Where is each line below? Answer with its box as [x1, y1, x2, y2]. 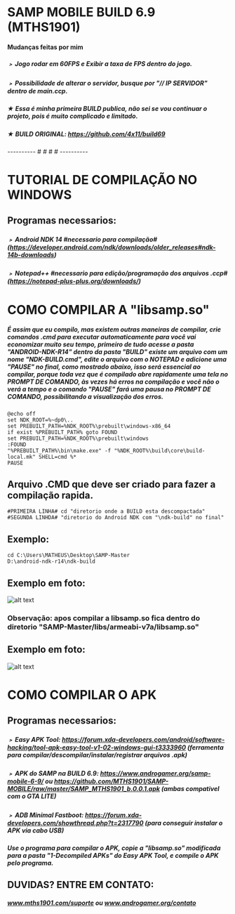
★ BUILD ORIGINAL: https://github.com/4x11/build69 [7, 129, 166, 138]
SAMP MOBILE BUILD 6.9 [7, 4, 156, 20]
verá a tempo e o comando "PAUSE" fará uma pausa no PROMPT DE [7, 385, 212, 393]
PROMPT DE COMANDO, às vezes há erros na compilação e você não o [7, 377, 220, 386]
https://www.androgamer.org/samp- [100, 769, 211, 778]
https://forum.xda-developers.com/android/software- [62, 735, 225, 743]
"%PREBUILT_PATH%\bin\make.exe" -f [7, 447, 112, 454]
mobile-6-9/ [7, 777, 44, 785]
